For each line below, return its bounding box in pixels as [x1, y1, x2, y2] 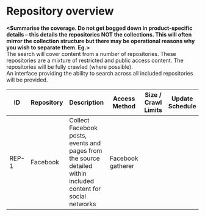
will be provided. [6, 76, 48, 83]
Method [112, 102, 136, 110]
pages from [69, 146, 103, 155]
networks [69, 200, 96, 208]
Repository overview [6, 4, 114, 18]
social [69, 192, 87, 200]
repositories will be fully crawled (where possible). [6, 63, 133, 71]
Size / [145, 90, 162, 99]
